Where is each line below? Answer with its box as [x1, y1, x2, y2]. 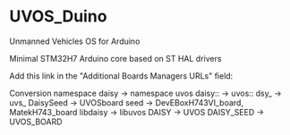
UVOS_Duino [9, 6, 107, 27]
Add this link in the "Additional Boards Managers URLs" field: [9, 70, 234, 81]
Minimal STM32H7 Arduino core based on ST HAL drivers [9, 53, 222, 63]
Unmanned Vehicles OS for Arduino [9, 36, 141, 46]
